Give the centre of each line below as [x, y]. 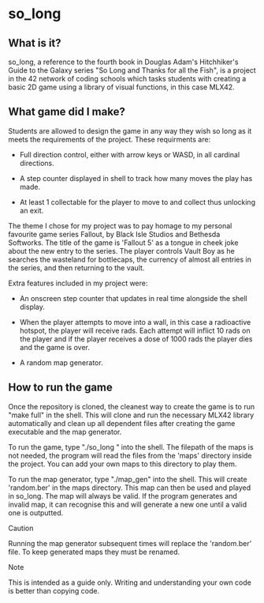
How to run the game [60, 388]
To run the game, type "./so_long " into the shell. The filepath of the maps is [131, 447]
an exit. [32, 210]
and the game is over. [55, 347]
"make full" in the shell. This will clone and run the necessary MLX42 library [131, 415]
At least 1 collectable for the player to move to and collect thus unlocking [138, 202]
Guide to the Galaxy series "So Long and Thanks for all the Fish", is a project [132, 70]
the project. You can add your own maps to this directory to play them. [123, 464]
